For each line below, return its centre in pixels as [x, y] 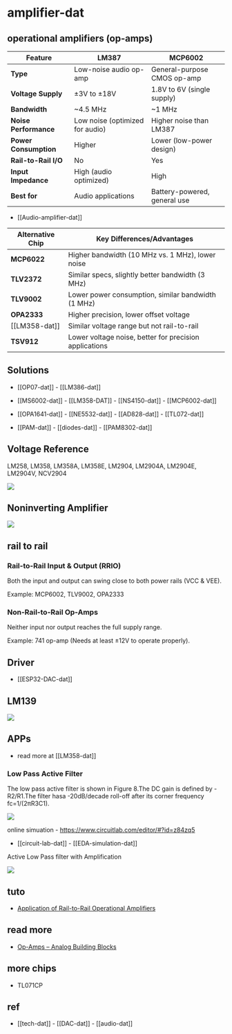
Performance [33, 129]
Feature [39, 58]
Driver [21, 662]
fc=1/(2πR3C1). [28, 804]
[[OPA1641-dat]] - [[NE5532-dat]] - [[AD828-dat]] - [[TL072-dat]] [110, 414]
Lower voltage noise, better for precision [134, 337]
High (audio [93, 172]
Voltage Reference [48, 449]
